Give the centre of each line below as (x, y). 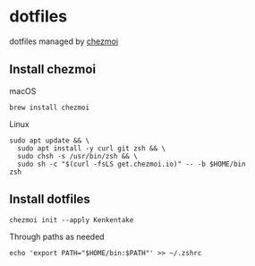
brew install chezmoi (50, 107)
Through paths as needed (57, 236)
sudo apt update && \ (50, 141)
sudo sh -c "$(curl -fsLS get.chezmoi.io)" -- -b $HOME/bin (132, 164)
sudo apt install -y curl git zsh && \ (92, 148)
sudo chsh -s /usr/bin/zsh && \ (78, 156)
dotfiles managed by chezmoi (64, 41)
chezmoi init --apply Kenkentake (72, 220)
